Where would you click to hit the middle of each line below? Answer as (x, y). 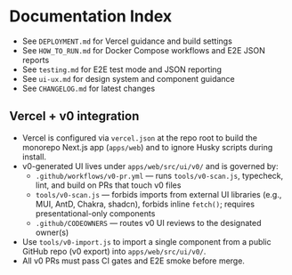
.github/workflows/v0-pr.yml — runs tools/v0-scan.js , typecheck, (159, 175)
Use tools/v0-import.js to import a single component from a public (146, 241)
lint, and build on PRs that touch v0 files (108, 185)
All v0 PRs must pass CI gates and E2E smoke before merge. (133, 261)
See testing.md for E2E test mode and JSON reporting (122, 69)
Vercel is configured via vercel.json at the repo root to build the (140, 137)
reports (36, 60)
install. (34, 157)
